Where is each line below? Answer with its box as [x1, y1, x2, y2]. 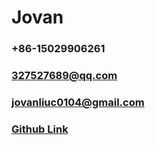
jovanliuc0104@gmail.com [11, 95, 145, 109]
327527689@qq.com [11, 69, 118, 83]
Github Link [11, 122, 69, 136]
